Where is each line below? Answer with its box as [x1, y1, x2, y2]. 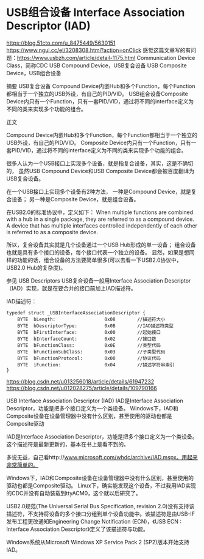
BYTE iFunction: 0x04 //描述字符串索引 [17, 361, 175, 368]
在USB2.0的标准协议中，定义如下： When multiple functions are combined [6, 209, 194, 216]
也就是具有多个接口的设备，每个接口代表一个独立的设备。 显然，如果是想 [6, 248, 189, 256]
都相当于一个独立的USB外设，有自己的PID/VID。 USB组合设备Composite [6, 90, 189, 97]
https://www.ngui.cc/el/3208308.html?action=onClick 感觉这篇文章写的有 [6, 46, 191, 54]
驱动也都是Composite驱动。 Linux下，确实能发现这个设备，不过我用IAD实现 [6, 481, 197, 489]
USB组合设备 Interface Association [6, 6, 185, 20]
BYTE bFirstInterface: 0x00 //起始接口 [17, 329, 161, 335]
